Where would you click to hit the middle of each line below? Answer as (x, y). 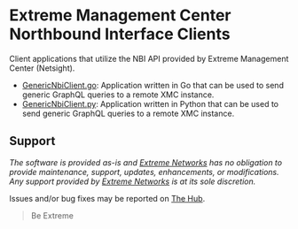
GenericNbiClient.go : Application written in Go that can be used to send (153, 85)
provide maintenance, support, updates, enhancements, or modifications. (144, 172)
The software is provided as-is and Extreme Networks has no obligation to (145, 162)
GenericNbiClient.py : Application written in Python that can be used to (150, 103)
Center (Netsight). (42, 68)
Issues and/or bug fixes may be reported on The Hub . (107, 198)
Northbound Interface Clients (120, 34)
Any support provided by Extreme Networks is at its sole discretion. (133, 181)
